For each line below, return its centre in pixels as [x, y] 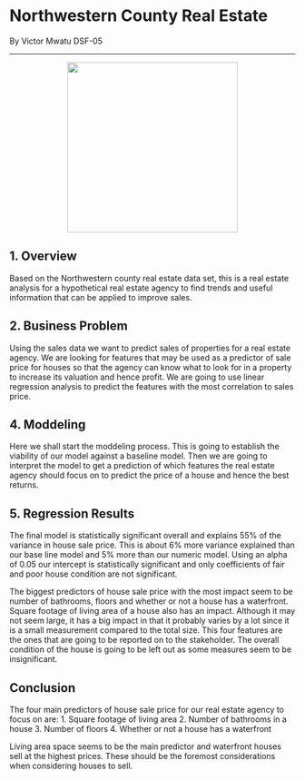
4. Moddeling [48, 425]
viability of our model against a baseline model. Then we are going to [138, 456]
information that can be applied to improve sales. [101, 297]
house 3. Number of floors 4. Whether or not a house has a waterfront [141, 729]
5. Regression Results [72, 513]
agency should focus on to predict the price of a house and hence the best [149, 475]
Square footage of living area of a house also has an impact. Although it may [152, 611]
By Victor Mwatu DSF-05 [56, 41]
